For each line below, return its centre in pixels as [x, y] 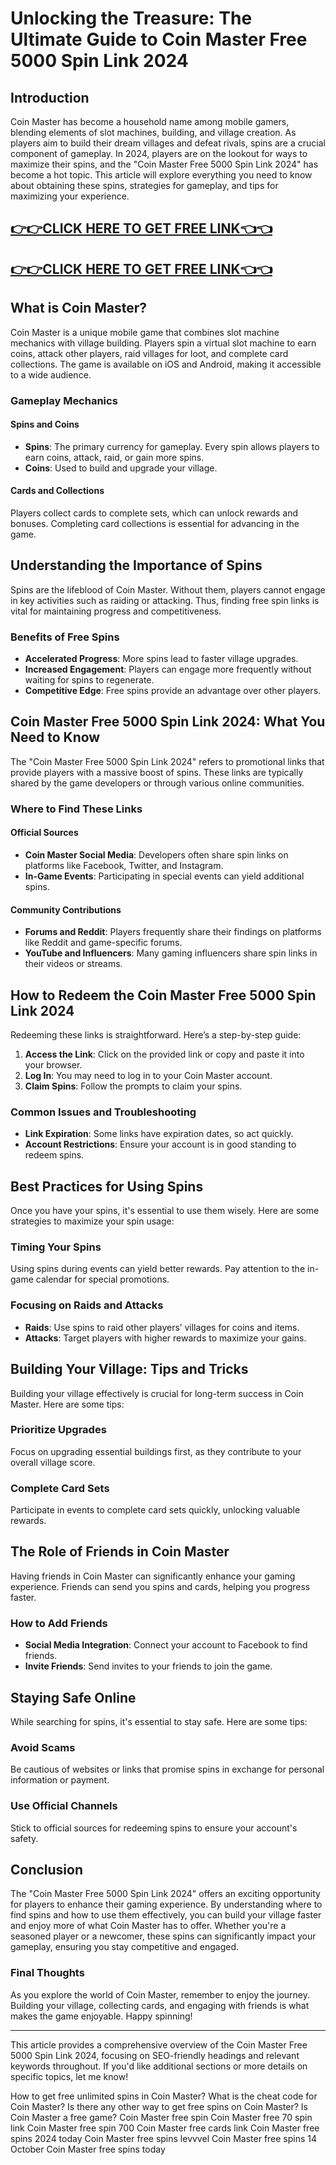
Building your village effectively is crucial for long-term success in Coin [157, 1393]
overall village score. [53, 1462]
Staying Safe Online [73, 1697]
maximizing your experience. [70, 196]
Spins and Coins [45, 424]
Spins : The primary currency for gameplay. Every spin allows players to [172, 446]
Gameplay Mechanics [64, 400]
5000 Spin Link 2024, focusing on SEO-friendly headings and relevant [155, 2055]
